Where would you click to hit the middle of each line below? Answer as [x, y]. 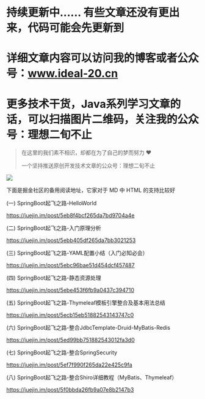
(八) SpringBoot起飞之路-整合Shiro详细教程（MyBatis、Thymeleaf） [92, 378]
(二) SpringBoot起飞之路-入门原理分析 [54, 228]
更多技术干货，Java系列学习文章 [88, 104]
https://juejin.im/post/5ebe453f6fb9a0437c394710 [70, 290]
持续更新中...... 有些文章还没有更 [88, 13]
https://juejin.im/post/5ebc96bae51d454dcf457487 [71, 265]
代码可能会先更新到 [76, 28]
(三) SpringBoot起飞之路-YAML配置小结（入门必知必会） [77, 253]
